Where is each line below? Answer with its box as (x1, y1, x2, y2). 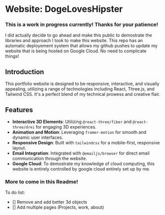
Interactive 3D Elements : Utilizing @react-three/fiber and (12, 119, 132, 125)
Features (5, 105, 33, 114)
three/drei (12, 125, 35, 130)
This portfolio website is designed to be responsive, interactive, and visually (5, 81, 160, 87)
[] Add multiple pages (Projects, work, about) (12, 204, 104, 211)
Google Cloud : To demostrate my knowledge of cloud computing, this (12, 161, 155, 167)
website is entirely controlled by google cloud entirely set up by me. (12, 166, 151, 172)
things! (5, 53, 19, 59)
